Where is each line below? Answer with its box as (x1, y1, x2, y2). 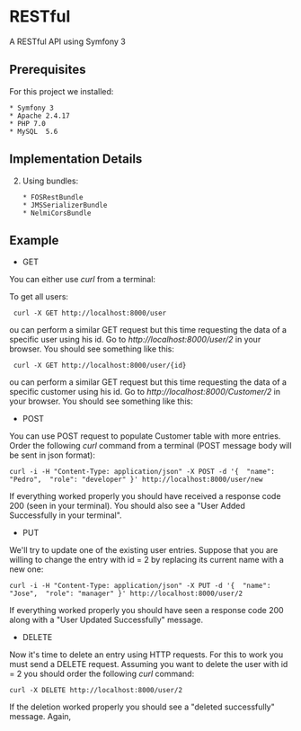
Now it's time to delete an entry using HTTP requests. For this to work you (9, 649, 284, 660)
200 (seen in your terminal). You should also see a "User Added (9, 501, 245, 512)
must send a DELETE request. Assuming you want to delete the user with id (9, 659, 288, 670)
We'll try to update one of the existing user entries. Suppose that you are (9, 545, 279, 556)
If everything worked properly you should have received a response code (9, 491, 281, 502)
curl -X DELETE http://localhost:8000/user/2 (9, 686, 182, 695)
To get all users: (9, 291, 69, 302)
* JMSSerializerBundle (22, 201, 108, 209)
